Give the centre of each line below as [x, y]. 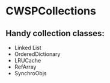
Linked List [28, 48]
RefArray [25, 67]
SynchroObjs [30, 73]
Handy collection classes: [55, 33]
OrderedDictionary [37, 54]
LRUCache [28, 60]
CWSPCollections [51, 11]
